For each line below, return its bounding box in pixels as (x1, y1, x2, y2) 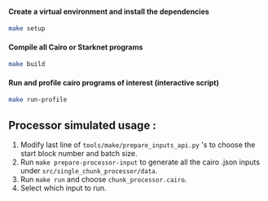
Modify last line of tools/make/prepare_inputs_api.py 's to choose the (20, 140, 256, 150)
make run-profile (8, 96, 68, 104)
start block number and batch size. (20, 149, 138, 159)
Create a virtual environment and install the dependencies (8, 7, 209, 16)
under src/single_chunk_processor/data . (20, 166, 158, 176)
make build (8, 60, 46, 68)
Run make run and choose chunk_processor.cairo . (20, 175, 187, 185)
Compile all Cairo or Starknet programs (8, 42, 143, 52)
